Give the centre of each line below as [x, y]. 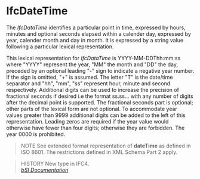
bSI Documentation [44, 170]
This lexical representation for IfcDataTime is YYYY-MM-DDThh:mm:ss [93, 58]
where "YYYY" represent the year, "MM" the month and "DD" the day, [92, 64]
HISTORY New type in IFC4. [55, 163]
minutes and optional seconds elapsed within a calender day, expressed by [99, 33]
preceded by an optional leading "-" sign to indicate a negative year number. [100, 70]
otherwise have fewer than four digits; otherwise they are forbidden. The [96, 128]
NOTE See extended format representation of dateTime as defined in [106, 146]
